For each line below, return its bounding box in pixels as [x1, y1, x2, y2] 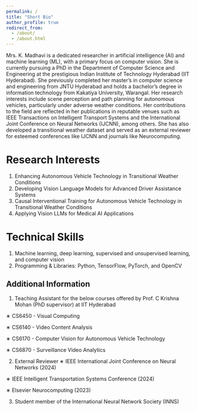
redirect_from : [6, 25, 43, 31]
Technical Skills [6, 231, 84, 244]
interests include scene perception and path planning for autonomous [6, 95, 175, 102]
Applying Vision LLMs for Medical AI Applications [14, 210, 134, 217]
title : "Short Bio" [6, 14, 54, 20]
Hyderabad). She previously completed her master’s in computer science [6, 77, 183, 84]
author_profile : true [6, 19, 59, 25]
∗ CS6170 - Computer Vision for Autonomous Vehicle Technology [6, 335, 165, 342]
